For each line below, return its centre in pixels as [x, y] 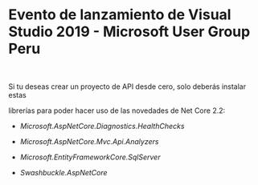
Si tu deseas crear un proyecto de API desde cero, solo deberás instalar [127, 86]
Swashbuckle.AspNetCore [63, 172]
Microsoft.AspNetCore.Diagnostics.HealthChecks [102, 126]
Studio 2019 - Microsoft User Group [129, 32]
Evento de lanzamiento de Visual [120, 15]
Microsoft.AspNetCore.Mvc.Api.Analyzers [89, 141]
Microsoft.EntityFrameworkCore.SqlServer [90, 157]
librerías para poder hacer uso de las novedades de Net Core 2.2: [117, 111]
